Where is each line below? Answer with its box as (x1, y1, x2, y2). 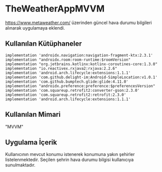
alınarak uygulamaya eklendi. (5, 25, 65, 31)
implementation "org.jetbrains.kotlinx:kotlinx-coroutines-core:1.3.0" (5, 61, 157, 67)
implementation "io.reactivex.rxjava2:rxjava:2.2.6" (5, 66, 117, 71)
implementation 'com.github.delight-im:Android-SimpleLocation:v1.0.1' (5, 75, 157, 80)
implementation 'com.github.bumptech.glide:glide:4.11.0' (5, 79, 128, 84)
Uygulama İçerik (5, 138, 57, 146)
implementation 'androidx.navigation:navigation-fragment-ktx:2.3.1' (5, 53, 153, 58)
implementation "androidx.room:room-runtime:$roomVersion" (5, 57, 131, 62)
